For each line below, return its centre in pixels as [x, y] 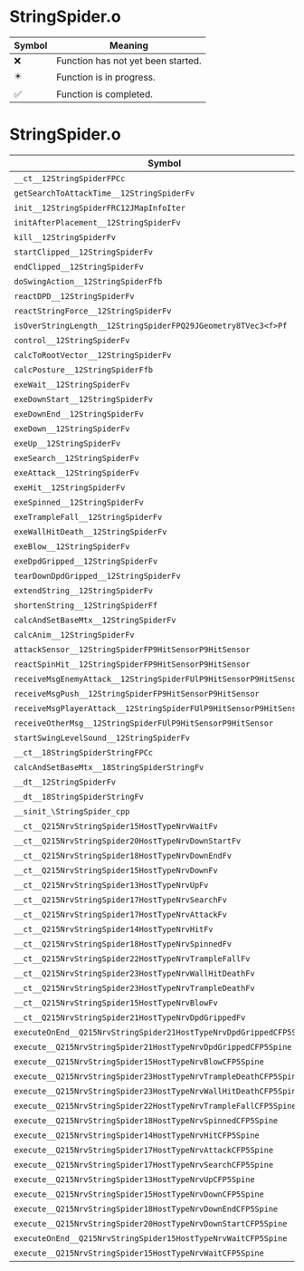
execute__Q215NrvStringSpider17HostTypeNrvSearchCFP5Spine [144, 1165]
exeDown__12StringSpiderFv [72, 428]
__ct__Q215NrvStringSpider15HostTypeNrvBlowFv [116, 1002]
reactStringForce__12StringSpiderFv [93, 311]
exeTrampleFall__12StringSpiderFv [88, 517]
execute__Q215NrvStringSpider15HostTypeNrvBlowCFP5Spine [139, 1061]
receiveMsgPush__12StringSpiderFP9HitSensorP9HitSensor [137, 693]
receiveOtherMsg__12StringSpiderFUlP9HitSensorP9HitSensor [144, 723]
